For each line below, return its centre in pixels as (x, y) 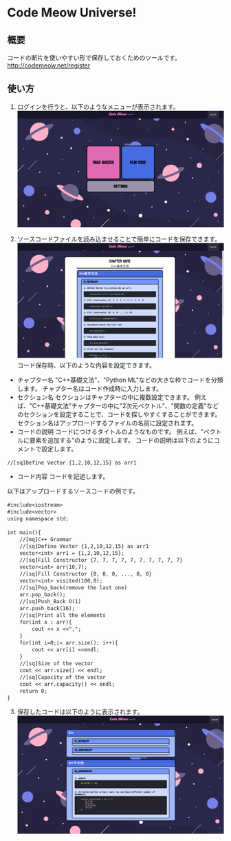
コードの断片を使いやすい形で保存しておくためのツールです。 (94, 58)
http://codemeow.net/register (49, 65)
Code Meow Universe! (72, 13)
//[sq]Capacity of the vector (63, 678)
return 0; (34, 691)
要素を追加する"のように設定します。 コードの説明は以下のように (122, 440)
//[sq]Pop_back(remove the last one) (74, 588)
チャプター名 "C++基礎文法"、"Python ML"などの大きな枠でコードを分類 (120, 380)
